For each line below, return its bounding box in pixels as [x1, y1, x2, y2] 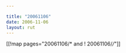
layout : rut [6, 24, 35, 30]
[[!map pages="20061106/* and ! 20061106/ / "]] [6, 40, 121, 47]
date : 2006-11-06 [6, 19, 49, 25]
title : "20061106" [6, 13, 51, 19]
